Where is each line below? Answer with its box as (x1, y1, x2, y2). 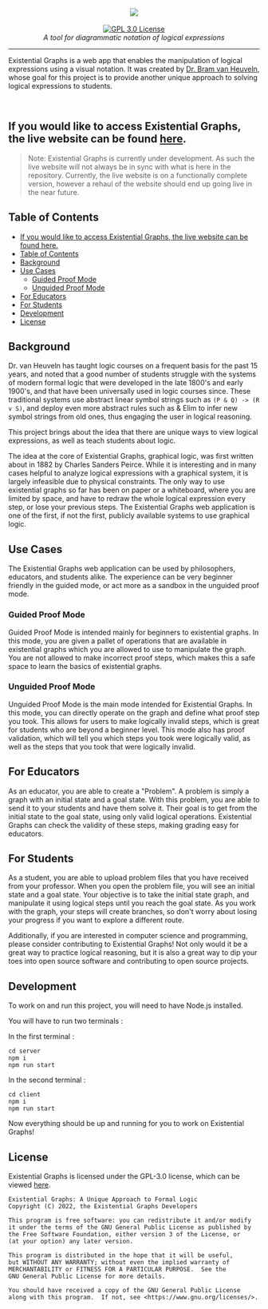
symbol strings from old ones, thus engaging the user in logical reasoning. (8, 412, 253, 422)
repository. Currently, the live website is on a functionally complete (27, 170, 248, 180)
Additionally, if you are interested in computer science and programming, (8, 931, 248, 941)
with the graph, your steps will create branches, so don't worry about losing (8, 907, 258, 917)
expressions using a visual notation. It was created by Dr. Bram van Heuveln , (8, 64, 260, 74)
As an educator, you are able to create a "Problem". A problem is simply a (8, 786, 250, 796)
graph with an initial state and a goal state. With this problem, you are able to (8, 794, 260, 804)
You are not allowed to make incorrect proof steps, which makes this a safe (8, 653, 255, 662)
